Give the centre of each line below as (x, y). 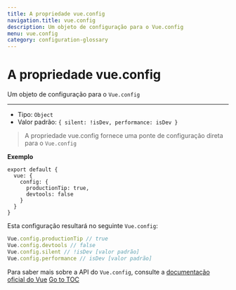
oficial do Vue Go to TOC (43, 279)
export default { (33, 170)
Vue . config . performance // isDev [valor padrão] (80, 258)
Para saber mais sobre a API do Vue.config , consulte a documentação (109, 272)
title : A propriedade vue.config (56, 14)
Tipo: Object (35, 115)
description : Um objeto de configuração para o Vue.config (96, 27)
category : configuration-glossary (58, 40)
